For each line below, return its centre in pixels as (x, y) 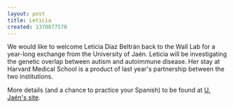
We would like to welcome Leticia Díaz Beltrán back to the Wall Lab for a (111, 47)
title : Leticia (29, 20)
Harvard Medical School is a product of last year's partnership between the (116, 69)
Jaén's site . (24, 97)
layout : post (26, 14)
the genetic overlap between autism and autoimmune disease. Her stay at (114, 62)
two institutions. (30, 76)
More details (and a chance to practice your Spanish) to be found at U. (109, 90)
